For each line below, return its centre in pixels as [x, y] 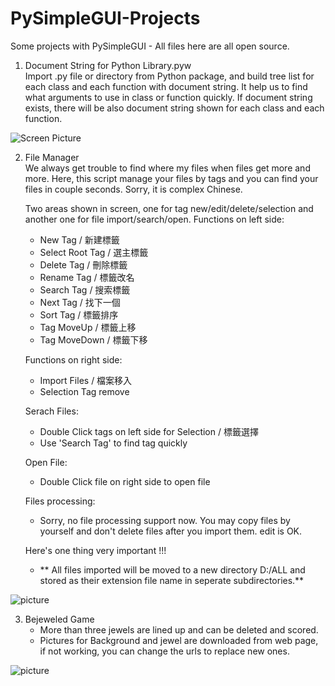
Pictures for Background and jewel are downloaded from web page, [179, 640]
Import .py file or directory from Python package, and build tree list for [169, 76]
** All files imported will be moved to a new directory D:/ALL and [172, 569]
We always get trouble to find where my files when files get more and [167, 168]
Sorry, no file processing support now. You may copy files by [165, 520]
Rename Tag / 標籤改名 [87, 277]
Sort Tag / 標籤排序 [79, 314]
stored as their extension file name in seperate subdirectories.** [172, 580]
